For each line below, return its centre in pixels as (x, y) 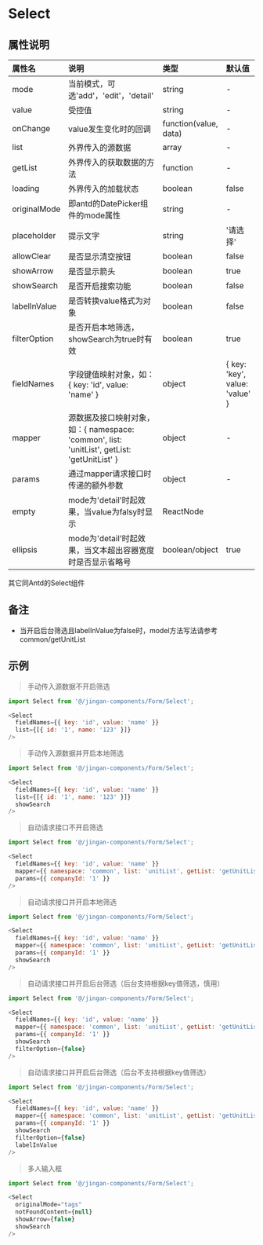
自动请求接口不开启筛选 (65, 828)
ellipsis (25, 549)
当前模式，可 (92, 84)
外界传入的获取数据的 (107, 162)
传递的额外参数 (95, 485)
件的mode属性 (94, 215)
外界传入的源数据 (99, 148)
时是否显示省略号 (99, 562)
